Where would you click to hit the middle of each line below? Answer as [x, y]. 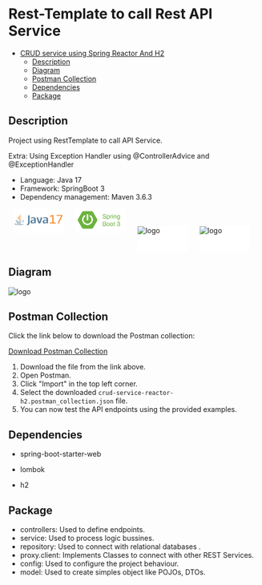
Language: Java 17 [51, 180]
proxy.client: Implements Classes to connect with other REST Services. [137, 555]
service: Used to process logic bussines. [87, 538]
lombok [32, 470]
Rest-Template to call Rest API [111, 14]
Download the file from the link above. [83, 367]
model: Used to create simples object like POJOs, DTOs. [113, 572]
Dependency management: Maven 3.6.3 [86, 196]
